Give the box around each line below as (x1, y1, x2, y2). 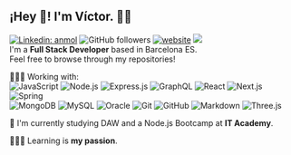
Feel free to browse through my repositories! (9, 53, 176, 64)
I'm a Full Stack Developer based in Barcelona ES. (9, 44, 198, 54)
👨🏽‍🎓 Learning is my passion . (9, 135, 118, 146)
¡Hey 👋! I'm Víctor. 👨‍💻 (9, 9, 132, 24)
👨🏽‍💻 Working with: (9, 71, 80, 82)
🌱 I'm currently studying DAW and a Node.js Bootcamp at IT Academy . (9, 117, 274, 128)
